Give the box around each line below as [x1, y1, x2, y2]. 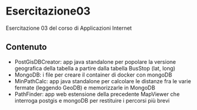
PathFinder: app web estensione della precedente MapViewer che [14, 90, 180, 98]
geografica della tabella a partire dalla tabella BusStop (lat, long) [14, 64, 176, 72]
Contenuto [5, 42, 47, 52]
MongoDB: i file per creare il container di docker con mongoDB [14, 71, 173, 78]
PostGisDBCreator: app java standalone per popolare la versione [14, 58, 176, 65]
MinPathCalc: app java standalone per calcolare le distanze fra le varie [14, 77, 192, 84]
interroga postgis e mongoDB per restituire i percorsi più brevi [14, 97, 170, 104]
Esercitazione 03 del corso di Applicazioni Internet [5, 24, 132, 32]
